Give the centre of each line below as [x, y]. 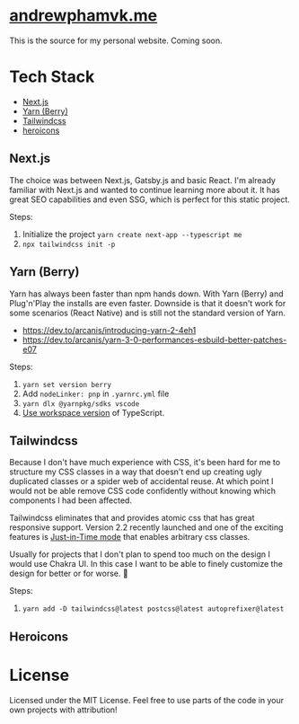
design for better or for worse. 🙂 [69, 574]
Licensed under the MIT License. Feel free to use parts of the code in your [147, 700]
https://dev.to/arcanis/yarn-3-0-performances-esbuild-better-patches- [154, 340]
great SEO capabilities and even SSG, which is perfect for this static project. [149, 199]
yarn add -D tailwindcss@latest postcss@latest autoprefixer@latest [153, 609]
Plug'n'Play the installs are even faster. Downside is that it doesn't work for [148, 303]
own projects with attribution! [64, 710]
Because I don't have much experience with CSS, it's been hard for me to [145, 463]
